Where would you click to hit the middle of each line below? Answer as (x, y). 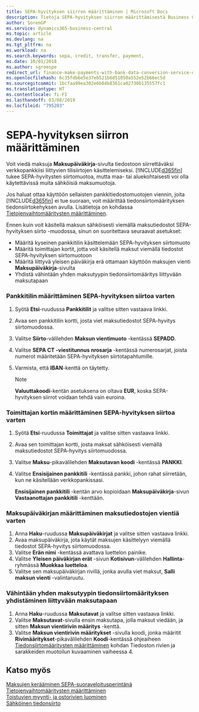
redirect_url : (24, 73)
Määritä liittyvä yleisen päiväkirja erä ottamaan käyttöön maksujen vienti (102, 262)
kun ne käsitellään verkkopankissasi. (60, 480)
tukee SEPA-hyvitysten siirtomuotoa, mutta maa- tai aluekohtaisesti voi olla (97, 177)
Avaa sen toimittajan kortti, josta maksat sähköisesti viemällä (88, 445)
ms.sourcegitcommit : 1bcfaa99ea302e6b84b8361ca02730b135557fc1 (86, 84)
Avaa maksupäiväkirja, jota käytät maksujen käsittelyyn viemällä (92, 540)
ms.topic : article (29, 34)
